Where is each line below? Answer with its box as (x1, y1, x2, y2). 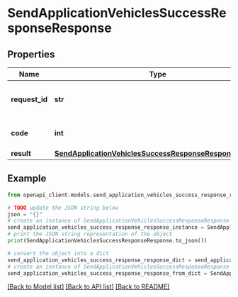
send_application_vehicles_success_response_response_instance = (7, 224, 204, 231)
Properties (7, 48, 55, 60)
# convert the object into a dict (7, 250, 110, 257)
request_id (11, 94, 48, 104)
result (11, 149, 32, 158)
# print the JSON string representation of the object (7, 230, 173, 238)
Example (7, 172, 47, 185)
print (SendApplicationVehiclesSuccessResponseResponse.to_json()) (7, 237, 208, 245)
